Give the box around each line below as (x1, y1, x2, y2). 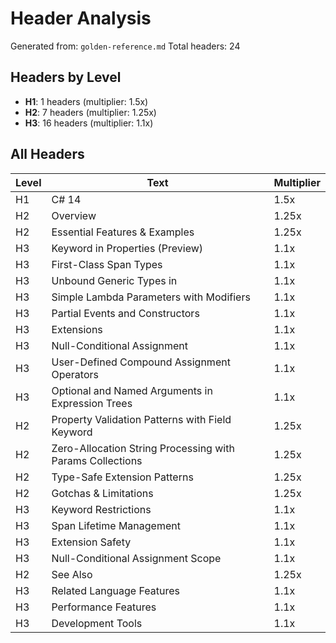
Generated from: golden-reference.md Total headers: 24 (10, 40, 241, 52)
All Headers (10, 146, 85, 163)
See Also (51, 567, 93, 581)
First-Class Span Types (51, 257, 163, 271)
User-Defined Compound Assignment (51, 355, 231, 369)
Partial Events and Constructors (51, 306, 200, 320)
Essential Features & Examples (51, 225, 195, 239)
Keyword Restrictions (51, 502, 152, 516)
